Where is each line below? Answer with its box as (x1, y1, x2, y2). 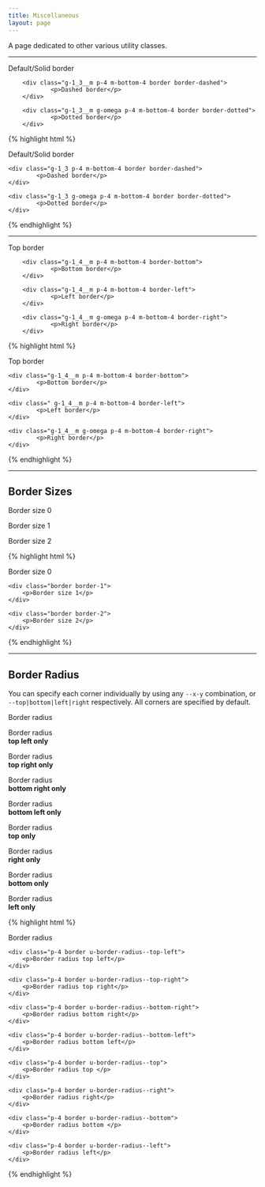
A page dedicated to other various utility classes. (8, 40, 167, 50)
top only (8, 831, 36, 841)
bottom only (8, 879, 49, 888)
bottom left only (8, 808, 62, 817)
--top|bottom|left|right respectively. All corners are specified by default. (8, 697, 251, 707)
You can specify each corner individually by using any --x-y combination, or (8, 689, 256, 699)
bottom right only (8, 784, 67, 793)
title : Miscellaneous (8, 11, 80, 20)
